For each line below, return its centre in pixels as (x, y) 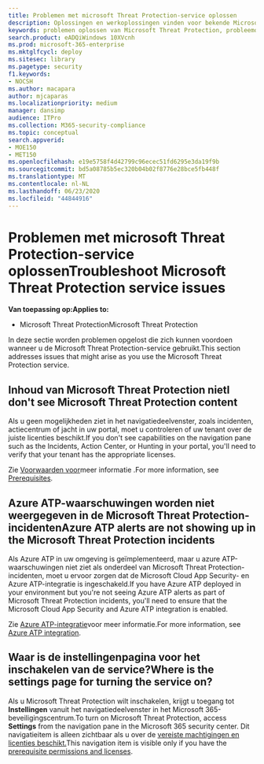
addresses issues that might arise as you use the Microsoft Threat (115, 357)
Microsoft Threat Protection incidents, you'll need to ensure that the (118, 601)
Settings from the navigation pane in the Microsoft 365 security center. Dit (129, 726)
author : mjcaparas (38, 96)
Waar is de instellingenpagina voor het (104, 657)
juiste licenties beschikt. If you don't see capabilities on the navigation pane (130, 438)
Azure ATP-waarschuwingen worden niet (111, 503)
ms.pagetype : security (45, 67)
